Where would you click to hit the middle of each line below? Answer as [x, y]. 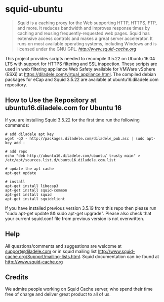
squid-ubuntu [34, 9]
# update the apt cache [30, 169]
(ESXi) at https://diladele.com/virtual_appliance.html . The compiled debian [81, 74]
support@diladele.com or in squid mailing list [51, 251]
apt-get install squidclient [35, 199]
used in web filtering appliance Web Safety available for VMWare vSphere [80, 69]
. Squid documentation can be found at [119, 256]
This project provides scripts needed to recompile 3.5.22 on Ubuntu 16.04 [80, 58]
